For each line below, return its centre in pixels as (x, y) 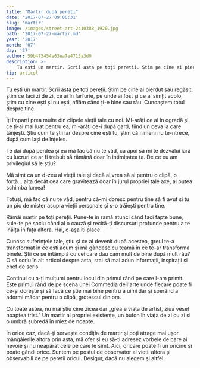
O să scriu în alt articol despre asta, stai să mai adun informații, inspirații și (97, 261)
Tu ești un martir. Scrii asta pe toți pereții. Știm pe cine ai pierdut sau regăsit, (100, 89)
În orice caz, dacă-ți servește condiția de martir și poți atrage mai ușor (92, 333)
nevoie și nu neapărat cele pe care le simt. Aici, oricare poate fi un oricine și (99, 346)
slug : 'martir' (25, 23)
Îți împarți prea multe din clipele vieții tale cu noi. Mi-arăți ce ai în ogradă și (97, 120)
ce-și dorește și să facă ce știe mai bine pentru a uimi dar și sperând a (92, 291)
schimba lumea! (26, 188)
